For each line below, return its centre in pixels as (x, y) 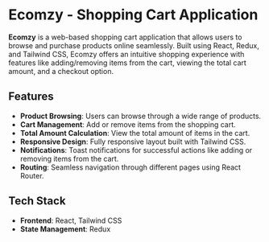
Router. (32, 175)
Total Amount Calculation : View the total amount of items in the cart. (135, 133)
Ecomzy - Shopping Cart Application (133, 15)
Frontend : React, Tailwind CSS (71, 220)
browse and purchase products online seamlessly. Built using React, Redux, (134, 45)
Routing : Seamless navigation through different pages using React (130, 167)
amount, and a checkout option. (61, 71)
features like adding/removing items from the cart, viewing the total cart (128, 63)
